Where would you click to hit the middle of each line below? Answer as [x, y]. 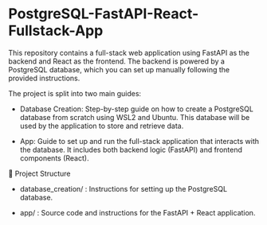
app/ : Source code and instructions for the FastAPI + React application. [137, 212]
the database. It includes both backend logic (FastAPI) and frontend [131, 149]
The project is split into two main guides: [75, 93]
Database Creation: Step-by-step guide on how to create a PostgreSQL [136, 109]
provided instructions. [44, 78]
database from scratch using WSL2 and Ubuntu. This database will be [135, 117]
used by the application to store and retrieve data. [102, 126]
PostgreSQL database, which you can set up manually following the [119, 69]
